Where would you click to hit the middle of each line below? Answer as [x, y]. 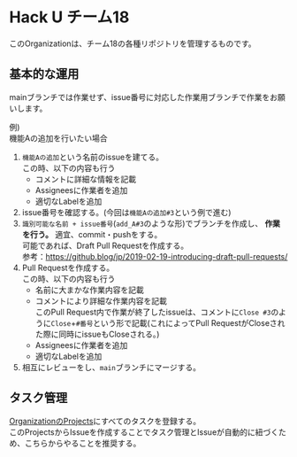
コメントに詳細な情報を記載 [86, 179]
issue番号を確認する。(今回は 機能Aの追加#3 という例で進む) [126, 212]
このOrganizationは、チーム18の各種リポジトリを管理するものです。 [133, 43]
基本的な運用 [44, 74]
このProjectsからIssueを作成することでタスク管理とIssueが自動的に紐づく [144, 432]
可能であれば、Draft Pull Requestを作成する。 [105, 245]
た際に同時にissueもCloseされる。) [97, 334]
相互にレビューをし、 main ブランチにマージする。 [111, 367]
